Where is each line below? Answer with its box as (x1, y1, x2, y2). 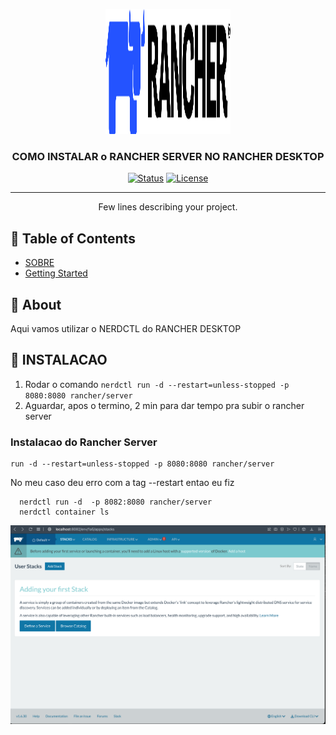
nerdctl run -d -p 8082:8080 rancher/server (19, 497, 213, 508)
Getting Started (24, 267, 88, 279)
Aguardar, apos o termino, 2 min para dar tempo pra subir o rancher (24, 399, 305, 411)
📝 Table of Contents (10, 230, 136, 247)
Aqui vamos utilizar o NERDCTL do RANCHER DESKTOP (10, 322, 242, 334)
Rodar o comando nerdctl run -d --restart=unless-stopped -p (24, 378, 290, 390)
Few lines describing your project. (98, 201, 238, 213)
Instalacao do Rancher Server (10, 435, 158, 449)
